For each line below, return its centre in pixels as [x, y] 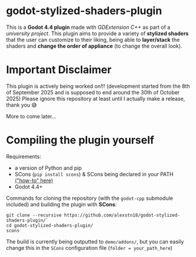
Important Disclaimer [59, 70]
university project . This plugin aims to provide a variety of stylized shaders [97, 33]
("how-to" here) [34, 180]
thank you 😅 [21, 105]
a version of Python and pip [48, 168]
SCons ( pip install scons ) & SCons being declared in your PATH [94, 174]
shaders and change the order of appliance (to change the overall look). [94, 46]
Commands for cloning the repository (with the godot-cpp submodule [90, 198]
